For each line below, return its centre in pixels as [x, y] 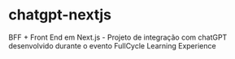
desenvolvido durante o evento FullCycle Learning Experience [113, 45]
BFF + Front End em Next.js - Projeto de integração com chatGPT [118, 37]
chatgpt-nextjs [60, 15]
